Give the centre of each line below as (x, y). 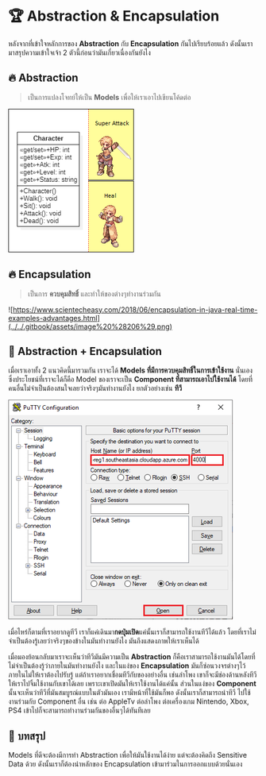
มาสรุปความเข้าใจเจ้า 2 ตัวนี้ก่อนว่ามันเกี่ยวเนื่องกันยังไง (79, 52)
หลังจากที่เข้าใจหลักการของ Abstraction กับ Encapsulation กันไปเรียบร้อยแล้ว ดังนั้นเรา (131, 43)
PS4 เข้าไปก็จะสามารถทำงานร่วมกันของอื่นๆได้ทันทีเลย (79, 710)
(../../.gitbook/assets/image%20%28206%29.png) (91, 326)
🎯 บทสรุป (27, 736)
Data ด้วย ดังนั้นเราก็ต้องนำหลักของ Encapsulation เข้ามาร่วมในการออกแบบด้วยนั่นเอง (125, 764)
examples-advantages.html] (54, 318)
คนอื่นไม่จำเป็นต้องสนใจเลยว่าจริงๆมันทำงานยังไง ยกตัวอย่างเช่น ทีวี (95, 388)
